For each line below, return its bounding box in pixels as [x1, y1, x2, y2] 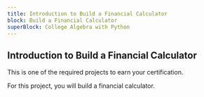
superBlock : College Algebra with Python [7, 23, 130, 30]
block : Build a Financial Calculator [7, 17, 118, 24]
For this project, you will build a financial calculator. [7, 82, 156, 90]
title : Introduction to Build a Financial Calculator [7, 10, 168, 18]
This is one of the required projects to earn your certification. [7, 68, 184, 77]
